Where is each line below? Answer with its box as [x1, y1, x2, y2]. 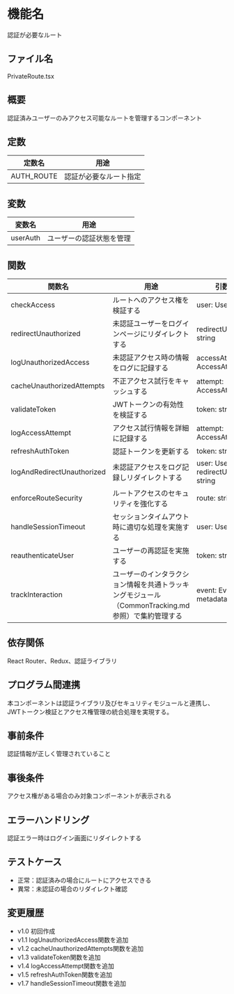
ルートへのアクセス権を [112, 295, 189, 305]
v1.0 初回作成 [17, 926, 56, 935]
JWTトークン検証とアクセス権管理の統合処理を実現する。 [7, 707, 173, 716]
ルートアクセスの [112, 489, 169, 498]
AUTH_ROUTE [10, 171, 58, 181]
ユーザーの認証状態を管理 [47, 234, 131, 244]
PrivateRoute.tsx [7, 72, 54, 80]
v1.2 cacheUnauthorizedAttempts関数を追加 [17, 944, 144, 952]
